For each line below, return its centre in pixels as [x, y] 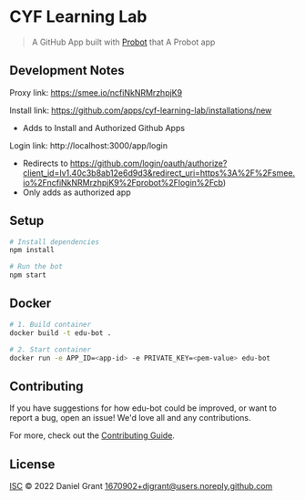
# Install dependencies [55, 242]
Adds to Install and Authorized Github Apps [103, 128]
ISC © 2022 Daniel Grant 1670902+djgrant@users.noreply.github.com [141, 486]
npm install [32, 250]
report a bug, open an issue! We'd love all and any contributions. [131, 418]
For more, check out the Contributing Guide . [92, 435]
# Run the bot [36, 267]
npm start [28, 275]
